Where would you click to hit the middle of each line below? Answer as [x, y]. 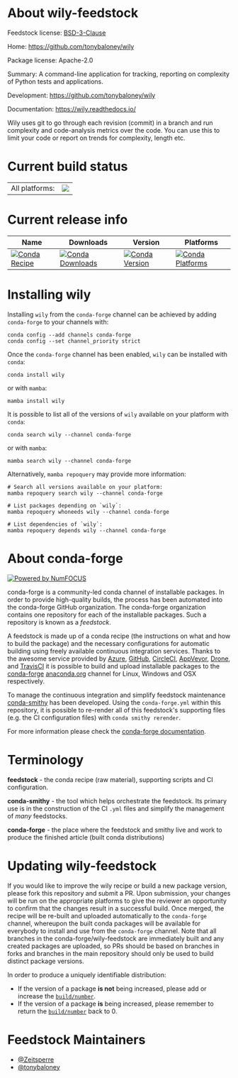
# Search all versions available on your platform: [85, 487]
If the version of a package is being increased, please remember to [115, 1003]
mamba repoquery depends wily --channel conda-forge [87, 530]
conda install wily [36, 375]
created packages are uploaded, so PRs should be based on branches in [113, 946]
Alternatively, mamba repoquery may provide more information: [97, 474]
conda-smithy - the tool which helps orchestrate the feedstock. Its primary [117, 801]
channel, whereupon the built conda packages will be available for [104, 923]
